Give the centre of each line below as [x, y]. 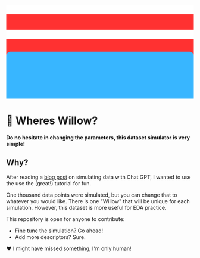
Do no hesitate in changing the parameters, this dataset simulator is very [98, 137]
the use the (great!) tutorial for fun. [49, 183]
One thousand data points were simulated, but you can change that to [92, 195]
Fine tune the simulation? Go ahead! [59, 231]
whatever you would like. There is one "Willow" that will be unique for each [98, 201]
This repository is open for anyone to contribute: [65, 219]
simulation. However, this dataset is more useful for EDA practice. [86, 207]
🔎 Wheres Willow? [52, 121]
